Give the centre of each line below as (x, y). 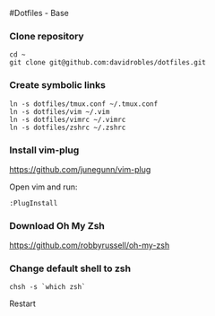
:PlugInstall (34, 203)
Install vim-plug (44, 150)
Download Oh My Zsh (57, 225)
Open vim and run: (43, 187)
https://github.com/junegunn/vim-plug (80, 169)
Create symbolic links (57, 85)
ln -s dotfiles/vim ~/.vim (60, 111)
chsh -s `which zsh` (48, 287)
